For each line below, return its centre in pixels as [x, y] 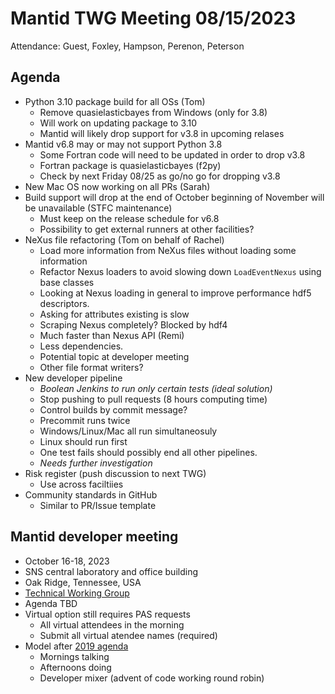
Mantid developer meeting [94, 537]
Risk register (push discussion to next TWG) [115, 473]
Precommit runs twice [85, 420]
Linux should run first [83, 441]
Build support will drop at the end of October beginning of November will [174, 197]
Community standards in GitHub [91, 494]
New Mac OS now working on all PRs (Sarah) [117, 186]
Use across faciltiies [81, 484]
